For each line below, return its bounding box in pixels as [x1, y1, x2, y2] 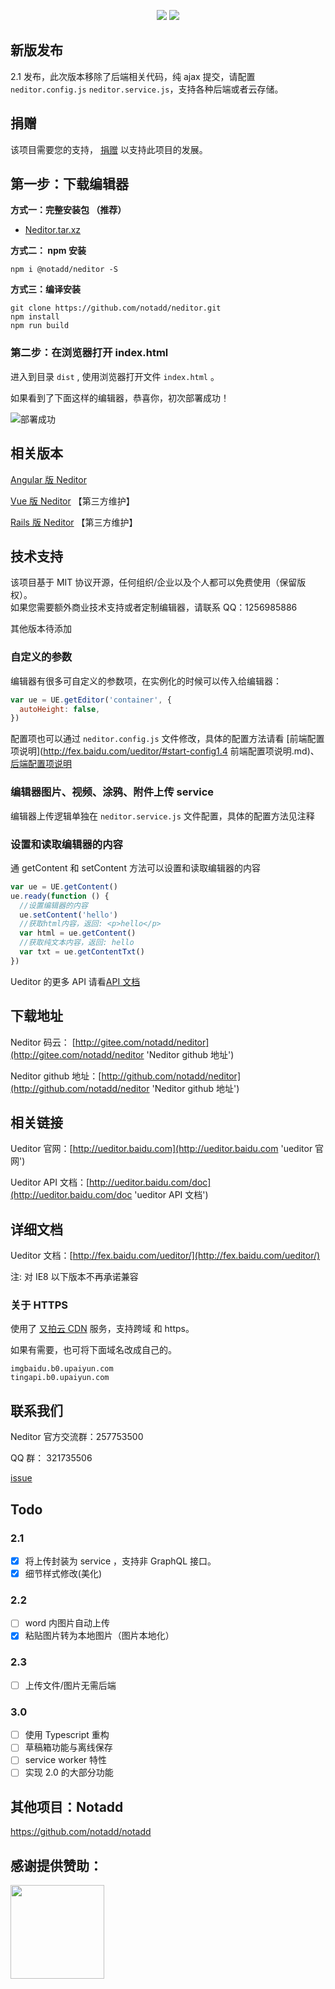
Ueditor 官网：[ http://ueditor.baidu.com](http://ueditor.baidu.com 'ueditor [10, 1143, 313, 1155]
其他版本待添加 [10, 623, 72, 635]
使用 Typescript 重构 [24, 1729, 110, 1741]
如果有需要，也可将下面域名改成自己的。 [10, 1344, 177, 1356]
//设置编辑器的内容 [19, 900, 88, 910]
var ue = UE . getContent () [10, 881, 118, 892]
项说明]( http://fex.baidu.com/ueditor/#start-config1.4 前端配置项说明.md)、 [10, 745, 320, 757]
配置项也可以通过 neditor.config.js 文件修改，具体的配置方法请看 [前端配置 [10, 733, 325, 745]
